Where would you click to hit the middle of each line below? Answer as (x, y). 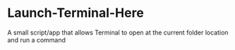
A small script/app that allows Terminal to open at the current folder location (118, 32)
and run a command (36, 39)
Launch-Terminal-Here (76, 13)
